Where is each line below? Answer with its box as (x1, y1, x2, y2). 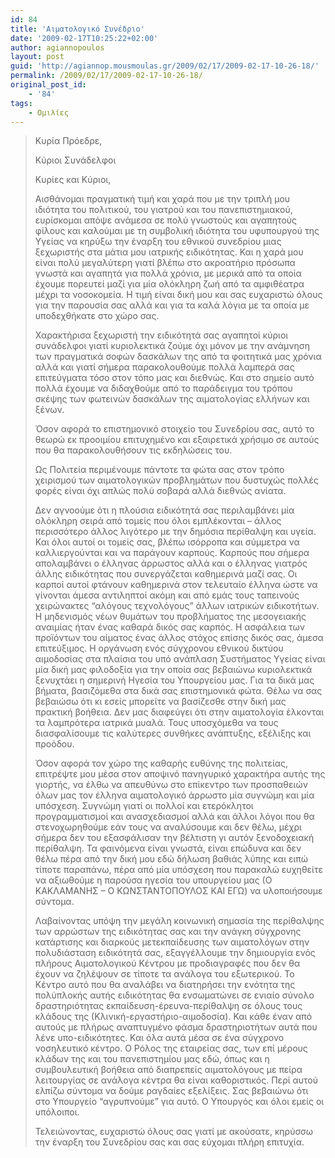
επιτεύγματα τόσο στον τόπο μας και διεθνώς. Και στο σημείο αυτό (34, 372, 315, 384)
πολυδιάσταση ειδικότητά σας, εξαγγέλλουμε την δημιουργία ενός (34, 947, 316, 959)
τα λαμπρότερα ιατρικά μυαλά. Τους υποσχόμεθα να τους (34, 717, 279, 729)
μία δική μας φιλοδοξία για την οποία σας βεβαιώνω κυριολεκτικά (34, 664, 313, 676)
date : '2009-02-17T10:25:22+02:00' (10, 33, 159, 43)
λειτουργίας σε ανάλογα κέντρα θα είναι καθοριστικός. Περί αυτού (34, 1074, 319, 1086)
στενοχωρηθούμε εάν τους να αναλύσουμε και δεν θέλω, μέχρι (34, 821, 302, 833)
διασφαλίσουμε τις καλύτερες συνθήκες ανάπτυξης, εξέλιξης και (34, 727, 312, 740)
